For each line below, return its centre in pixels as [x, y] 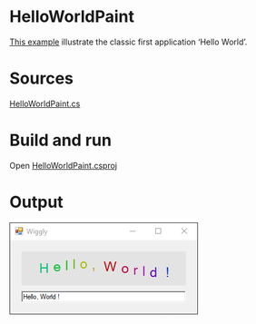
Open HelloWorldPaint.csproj [64, 165]
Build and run [60, 140]
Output [36, 202]
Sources [42, 79]
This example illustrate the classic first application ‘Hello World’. [128, 42]
